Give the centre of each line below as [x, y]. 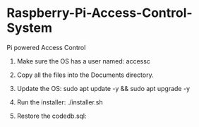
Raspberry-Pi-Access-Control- [99, 13]
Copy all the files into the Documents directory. [85, 75]
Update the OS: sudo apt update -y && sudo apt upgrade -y [103, 88]
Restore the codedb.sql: [52, 116]
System [30, 28]
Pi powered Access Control [46, 47]
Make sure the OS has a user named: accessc [84, 61]
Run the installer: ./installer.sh [60, 102]
